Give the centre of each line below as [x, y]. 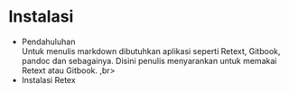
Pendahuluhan [48, 42]
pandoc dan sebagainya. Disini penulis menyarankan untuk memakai [149, 60]
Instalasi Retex [48, 79]
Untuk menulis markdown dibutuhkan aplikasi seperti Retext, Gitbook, [151, 51]
